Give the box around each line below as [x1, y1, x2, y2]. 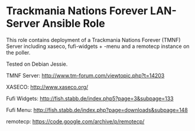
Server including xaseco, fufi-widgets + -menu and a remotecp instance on [6, 43, 190, 50]
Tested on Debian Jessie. [6, 60, 68, 68]
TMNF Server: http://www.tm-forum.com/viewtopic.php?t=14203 [6, 72, 165, 79]
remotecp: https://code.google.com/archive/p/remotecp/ [6, 117, 145, 125]
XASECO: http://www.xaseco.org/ [6, 83, 89, 90]
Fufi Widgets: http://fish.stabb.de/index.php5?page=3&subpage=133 [6, 95, 174, 102]
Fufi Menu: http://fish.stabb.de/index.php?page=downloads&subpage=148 [6, 106, 188, 113]
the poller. [6, 49, 31, 56]
